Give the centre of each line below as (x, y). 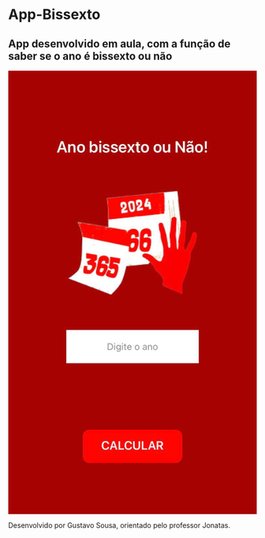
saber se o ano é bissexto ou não (90, 56)
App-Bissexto (54, 15)
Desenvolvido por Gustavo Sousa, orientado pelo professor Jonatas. (119, 525)
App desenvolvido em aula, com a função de (119, 44)
